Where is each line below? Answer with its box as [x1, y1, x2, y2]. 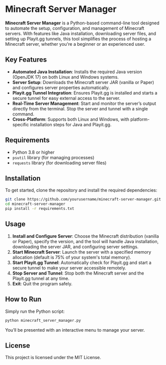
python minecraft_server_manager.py [5, 318, 81, 323]
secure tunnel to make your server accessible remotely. [12, 265, 126, 271]
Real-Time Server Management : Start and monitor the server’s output [12, 100, 157, 106]
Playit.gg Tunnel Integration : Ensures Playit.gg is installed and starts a [12, 90, 158, 95]
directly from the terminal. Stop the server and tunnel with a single [12, 105, 148, 111]
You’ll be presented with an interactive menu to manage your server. [5, 327, 145, 333]
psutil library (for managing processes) [12, 154, 94, 160]
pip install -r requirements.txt [5, 206, 75, 211]
